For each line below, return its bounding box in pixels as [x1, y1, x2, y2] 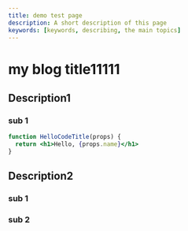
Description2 [8, 170, 73, 183]
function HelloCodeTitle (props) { [8, 133, 122, 141]
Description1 [8, 91, 71, 105]
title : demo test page [8, 11, 83, 20]
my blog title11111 [8, 60, 120, 78]
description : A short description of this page [8, 19, 168, 27]
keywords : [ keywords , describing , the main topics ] [8, 26, 181, 34]
